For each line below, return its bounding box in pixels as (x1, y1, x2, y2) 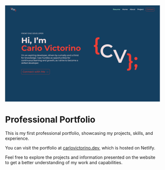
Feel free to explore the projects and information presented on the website (5, 154, 156, 160)
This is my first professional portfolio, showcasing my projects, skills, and (5, 130, 153, 136)
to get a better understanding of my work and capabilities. (5, 159, 123, 165)
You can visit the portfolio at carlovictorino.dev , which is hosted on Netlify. (5, 145, 156, 150)
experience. (5, 135, 29, 141)
